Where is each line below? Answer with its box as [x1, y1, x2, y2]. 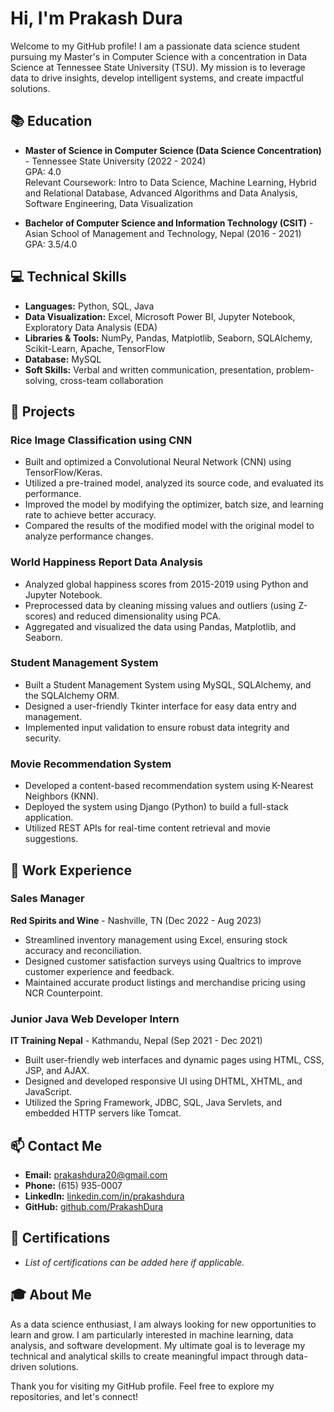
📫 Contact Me [10, 1137, 103, 1154]
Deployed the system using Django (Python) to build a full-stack [24, 801, 289, 813]
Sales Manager [10, 892, 85, 906]
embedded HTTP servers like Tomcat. [24, 1107, 182, 1119]
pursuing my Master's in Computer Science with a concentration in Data [10, 50, 308, 62]
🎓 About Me [10, 1287, 92, 1304]
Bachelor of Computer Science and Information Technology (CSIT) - [24, 217, 314, 229]
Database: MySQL [24, 353, 102, 365]
